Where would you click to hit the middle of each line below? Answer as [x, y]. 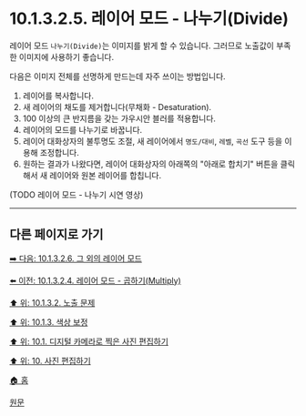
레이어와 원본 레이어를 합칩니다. [106, 175]
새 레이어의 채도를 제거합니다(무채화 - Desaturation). [117, 107]
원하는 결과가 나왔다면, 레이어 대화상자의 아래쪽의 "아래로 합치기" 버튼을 [150, 164]
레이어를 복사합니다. [58, 96]
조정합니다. [59, 152]
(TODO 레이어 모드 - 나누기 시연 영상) [76, 194]
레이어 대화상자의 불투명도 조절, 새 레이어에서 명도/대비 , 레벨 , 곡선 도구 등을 [153, 141]
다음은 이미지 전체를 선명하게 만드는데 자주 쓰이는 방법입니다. [117, 76]
